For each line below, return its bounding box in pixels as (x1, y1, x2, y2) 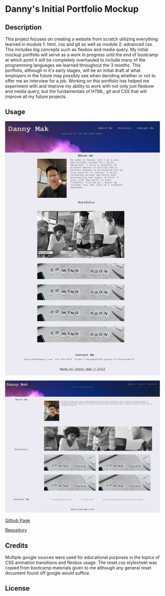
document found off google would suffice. (5, 570, 91, 576)
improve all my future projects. (5, 94, 67, 99)
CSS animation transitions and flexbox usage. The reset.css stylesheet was (5, 560, 157, 565)
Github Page (5, 518, 30, 524)
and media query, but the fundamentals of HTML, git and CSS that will (5, 89, 147, 94)
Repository (5, 527, 27, 533)
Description (5, 23, 42, 31)
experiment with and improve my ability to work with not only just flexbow (5, 83, 154, 89)
